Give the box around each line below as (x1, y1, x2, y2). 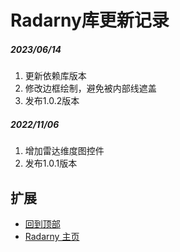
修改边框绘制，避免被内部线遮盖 (24, 82, 157, 95)
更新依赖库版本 (24, 70, 87, 82)
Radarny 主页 (24, 230, 80, 242)
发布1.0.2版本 (24, 95, 80, 107)
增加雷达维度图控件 (24, 145, 105, 157)
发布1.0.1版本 (24, 157, 78, 170)
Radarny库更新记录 (10, 9, 170, 32)
